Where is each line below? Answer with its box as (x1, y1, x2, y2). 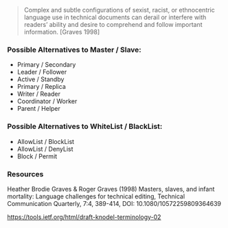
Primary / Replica (16, 83, 67, 91)
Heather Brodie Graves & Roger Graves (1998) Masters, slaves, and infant (7, 185, 215, 193)
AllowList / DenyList (16, 145, 73, 153)
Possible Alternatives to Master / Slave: (7, 45, 142, 54)
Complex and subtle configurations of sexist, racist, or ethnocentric (23, 6, 215, 14)
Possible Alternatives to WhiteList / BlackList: (7, 122, 163, 132)
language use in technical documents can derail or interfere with (23, 13, 207, 21)
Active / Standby (16, 75, 65, 83)
